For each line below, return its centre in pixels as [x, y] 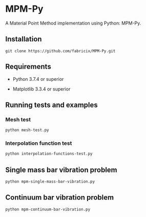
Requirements [28, 67]
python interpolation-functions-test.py [49, 154]
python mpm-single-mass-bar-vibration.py [50, 182]
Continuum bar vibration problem [60, 198]
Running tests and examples [52, 105]
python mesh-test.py [27, 130]
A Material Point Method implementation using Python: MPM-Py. [73, 23]
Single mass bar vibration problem [61, 170]
